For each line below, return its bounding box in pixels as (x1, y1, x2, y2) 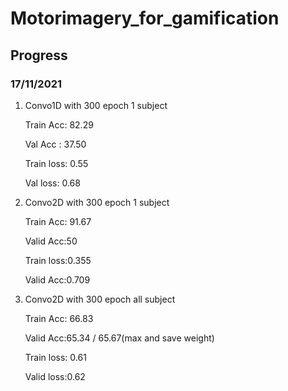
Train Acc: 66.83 (24, 312, 94, 324)
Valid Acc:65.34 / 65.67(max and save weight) (24, 332, 215, 344)
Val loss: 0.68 (24, 177, 81, 189)
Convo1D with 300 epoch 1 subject (24, 99, 168, 111)
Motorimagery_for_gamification (10, 7, 280, 30)
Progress (10, 47, 68, 64)
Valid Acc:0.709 (24, 273, 91, 286)
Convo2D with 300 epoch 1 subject (24, 196, 170, 208)
